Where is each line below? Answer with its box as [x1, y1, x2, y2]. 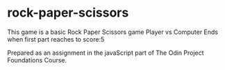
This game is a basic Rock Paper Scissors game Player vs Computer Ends [7, 28, 219, 36]
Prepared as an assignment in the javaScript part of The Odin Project [7, 49, 204, 57]
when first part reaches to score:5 [7, 35, 105, 43]
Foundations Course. [7, 55, 67, 64]
